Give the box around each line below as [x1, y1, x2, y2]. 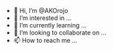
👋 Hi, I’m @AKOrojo [13, 7, 68, 14]
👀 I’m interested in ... [13, 14, 72, 22]
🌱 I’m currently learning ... [13, 21, 87, 29]
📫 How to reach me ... [13, 37, 77, 44]
